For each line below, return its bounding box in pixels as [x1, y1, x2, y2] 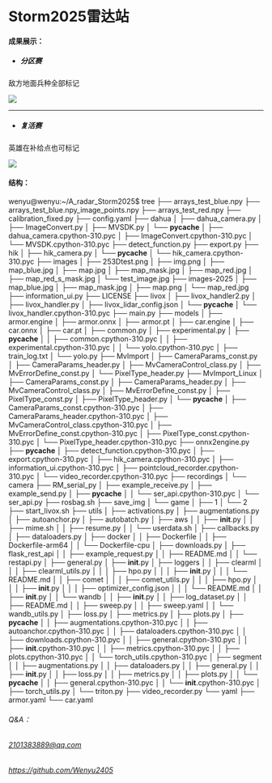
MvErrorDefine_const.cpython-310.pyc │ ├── [8, 428, 162, 438]
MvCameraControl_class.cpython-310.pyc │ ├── [8, 420, 172, 430]
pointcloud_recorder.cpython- [138, 463, 240, 472]
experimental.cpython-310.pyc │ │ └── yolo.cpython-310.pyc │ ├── [8, 342, 238, 352]
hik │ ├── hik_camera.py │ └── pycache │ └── [8, 248, 172, 257]
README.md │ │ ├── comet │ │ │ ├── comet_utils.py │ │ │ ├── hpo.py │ [8, 574, 258, 584]
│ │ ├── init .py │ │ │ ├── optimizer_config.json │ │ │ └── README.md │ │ [8, 583, 263, 593]
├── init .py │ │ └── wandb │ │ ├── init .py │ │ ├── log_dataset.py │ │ [8, 591, 249, 601]
